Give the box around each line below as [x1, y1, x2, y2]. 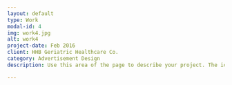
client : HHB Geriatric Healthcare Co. [7, 49, 119, 56]
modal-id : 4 [7, 23, 41, 30]
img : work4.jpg [7, 29, 51, 37]
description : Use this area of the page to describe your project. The [7, 62, 217, 68]
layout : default [7, 10, 54, 17]
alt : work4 [7, 36, 39, 43]
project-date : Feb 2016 [7, 42, 76, 49]
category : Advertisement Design [7, 55, 100, 62]
